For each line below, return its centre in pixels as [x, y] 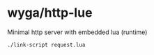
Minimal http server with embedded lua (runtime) [77, 32]
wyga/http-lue [50, 13]
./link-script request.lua [46, 45]
